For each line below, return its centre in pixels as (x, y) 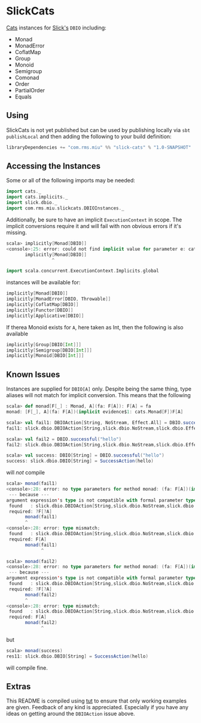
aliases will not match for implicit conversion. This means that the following (99, 395)
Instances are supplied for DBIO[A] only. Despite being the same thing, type (99, 389)
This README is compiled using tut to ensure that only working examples (97, 701)
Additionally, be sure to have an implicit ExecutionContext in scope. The (94, 220)
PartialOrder (30, 90)
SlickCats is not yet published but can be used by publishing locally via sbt (98, 130)
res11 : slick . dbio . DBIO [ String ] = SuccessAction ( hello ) (77, 656)
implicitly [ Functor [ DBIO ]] (40, 310)
